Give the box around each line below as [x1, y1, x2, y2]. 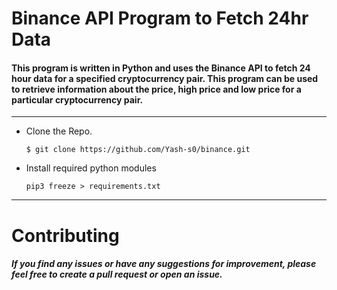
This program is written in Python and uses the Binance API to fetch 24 [11, 62, 311, 74]
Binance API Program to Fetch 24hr [11, 7, 309, 30]
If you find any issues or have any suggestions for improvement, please [11, 258, 317, 270]
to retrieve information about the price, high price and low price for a [11, 83, 302, 95]
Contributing [11, 224, 120, 247]
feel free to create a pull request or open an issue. [11, 268, 223, 281]
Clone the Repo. [25, 125, 93, 137]
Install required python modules [25, 162, 157, 174]
